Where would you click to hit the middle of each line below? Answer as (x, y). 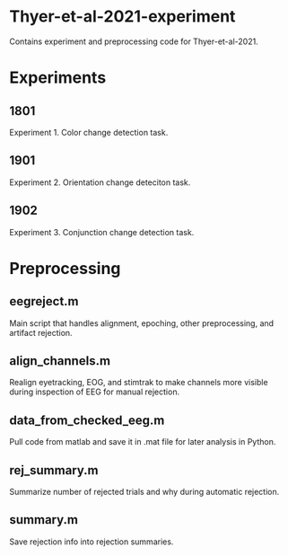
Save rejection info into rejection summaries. (92, 542)
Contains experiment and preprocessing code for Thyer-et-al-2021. (134, 41)
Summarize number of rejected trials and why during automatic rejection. (144, 492)
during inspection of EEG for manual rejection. (95, 392)
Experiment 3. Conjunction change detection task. (102, 232)
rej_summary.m (54, 470)
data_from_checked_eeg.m (87, 420)
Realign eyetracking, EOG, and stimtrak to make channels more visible (139, 383)
